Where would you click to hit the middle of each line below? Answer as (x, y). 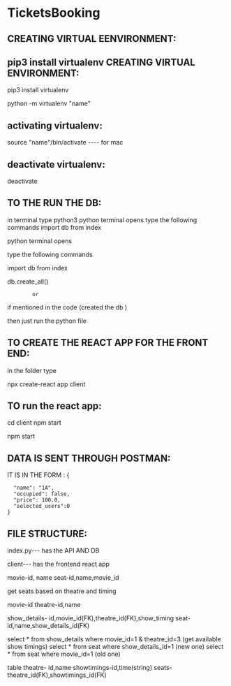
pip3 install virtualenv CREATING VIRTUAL (101, 62)
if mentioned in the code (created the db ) (67, 307)
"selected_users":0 (42, 506)
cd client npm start (34, 423)
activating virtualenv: (55, 125)
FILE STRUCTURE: (47, 533)
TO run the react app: (55, 406)
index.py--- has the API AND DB (53, 550)
